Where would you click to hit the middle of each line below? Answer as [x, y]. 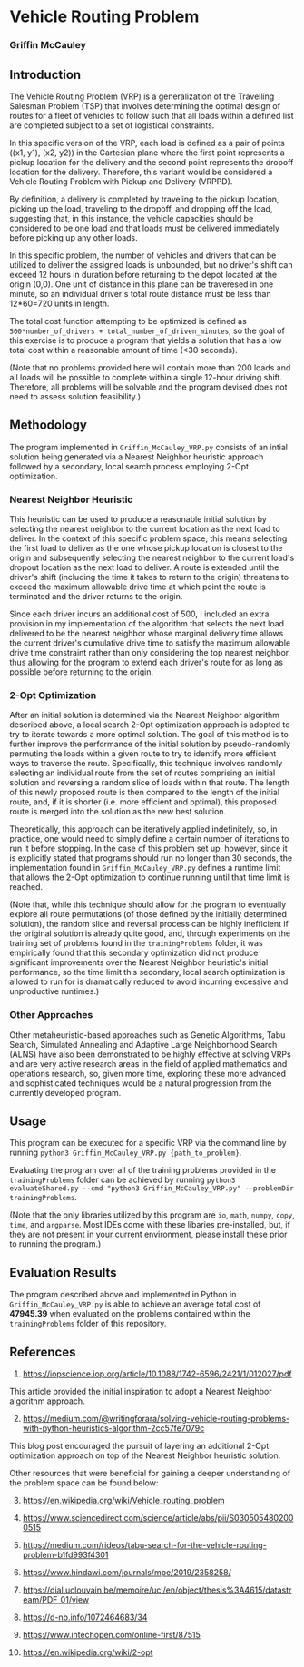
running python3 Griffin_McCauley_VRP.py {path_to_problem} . [126, 1153]
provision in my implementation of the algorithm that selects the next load [147, 624]
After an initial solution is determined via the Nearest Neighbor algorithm [144, 715]
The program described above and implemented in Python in [123, 1295]
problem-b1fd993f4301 [65, 1555]
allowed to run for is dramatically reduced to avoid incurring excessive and [149, 981]
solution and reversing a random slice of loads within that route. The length [150, 783]
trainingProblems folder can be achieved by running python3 [123, 1180]
